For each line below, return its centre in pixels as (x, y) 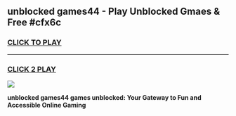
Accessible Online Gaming (47, 105)
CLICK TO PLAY (34, 43)
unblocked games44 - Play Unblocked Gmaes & (114, 12)
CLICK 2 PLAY (32, 69)
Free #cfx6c (34, 23)
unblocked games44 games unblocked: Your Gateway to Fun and (104, 97)
